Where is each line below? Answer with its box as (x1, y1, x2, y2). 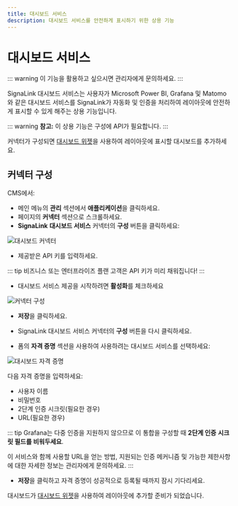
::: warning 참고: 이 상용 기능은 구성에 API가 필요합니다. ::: (7, 122, 169, 131)
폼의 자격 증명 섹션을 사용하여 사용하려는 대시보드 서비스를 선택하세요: (17, 342, 211, 350)
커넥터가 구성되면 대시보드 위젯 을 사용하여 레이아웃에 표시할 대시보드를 (7, 137, 203, 146)
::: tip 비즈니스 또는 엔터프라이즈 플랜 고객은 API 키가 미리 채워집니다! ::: (7, 267, 205, 275)
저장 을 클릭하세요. (17, 312, 67, 321)
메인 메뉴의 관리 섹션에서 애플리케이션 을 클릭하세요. (17, 204, 160, 212)
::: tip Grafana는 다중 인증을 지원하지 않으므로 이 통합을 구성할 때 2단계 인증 (7, 429, 217, 437)
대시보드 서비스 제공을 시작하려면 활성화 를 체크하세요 (17, 282, 164, 290)
